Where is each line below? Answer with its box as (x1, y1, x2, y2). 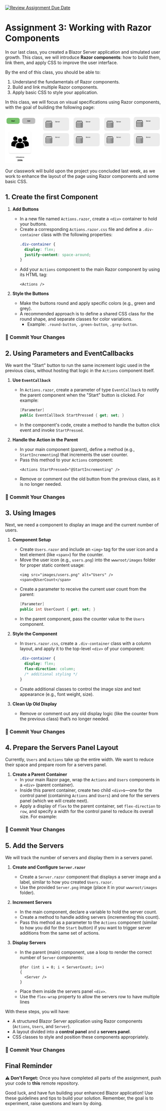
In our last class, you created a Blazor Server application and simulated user (5, 49, 161, 55)
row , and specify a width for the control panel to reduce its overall (19, 809, 154, 815)
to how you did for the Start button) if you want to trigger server (19, 925, 152, 931)
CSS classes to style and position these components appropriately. (12, 1034, 150, 1040)
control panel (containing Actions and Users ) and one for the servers (19, 793, 160, 799)
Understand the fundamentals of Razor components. (12, 78, 120, 84)
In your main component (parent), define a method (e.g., (19, 446, 135, 452)
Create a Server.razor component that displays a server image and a (19, 874, 161, 880)
